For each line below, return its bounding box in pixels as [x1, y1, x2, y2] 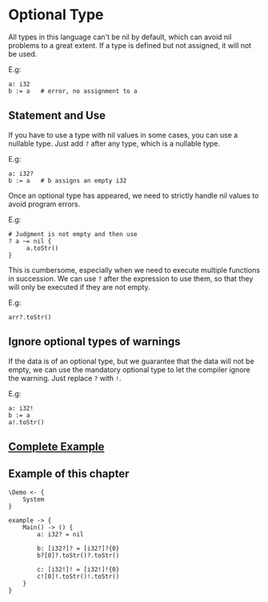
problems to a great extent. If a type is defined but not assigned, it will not [8, 40, 252, 50]
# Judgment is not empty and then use [8, 230, 138, 238]
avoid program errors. [8, 199, 81, 209]
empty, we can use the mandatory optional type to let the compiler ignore [8, 364, 250, 374]
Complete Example [8, 439, 105, 453]
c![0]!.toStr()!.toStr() [37, 572, 120, 580]
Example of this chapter [8, 467, 130, 481]
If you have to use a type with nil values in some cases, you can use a [8, 130, 238, 139]
